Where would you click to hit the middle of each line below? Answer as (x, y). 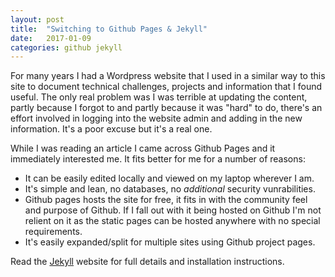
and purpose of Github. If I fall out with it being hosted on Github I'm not (173, 210)
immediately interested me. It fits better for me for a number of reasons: (158, 159)
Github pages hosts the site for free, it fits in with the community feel (166, 200)
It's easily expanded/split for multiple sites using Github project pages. (170, 242)
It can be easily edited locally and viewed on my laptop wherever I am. (169, 178)
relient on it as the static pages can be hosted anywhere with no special (172, 221)
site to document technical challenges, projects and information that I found (166, 87)
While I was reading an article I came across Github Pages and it (143, 148)
